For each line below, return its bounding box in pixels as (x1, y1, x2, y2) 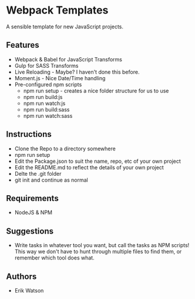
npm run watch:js (23, 100, 66, 107)
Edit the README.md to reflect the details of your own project (14, 163, 164, 171)
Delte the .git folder (14, 170, 62, 177)
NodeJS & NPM (14, 209, 53, 216)
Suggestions (6, 226, 54, 236)
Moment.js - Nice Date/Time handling (14, 74, 106, 81)
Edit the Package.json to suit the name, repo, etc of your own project (14, 157, 181, 165)
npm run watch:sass (23, 112, 73, 119)
